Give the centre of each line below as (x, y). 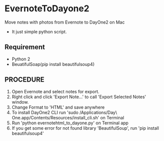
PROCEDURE (25, 80)
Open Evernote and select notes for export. (55, 91)
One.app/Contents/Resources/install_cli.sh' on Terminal (68, 117)
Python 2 (21, 59)
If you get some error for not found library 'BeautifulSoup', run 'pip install (85, 128)
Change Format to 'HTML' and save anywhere (58, 107)
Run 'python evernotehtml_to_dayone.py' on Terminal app (70, 123)
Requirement (25, 47)
